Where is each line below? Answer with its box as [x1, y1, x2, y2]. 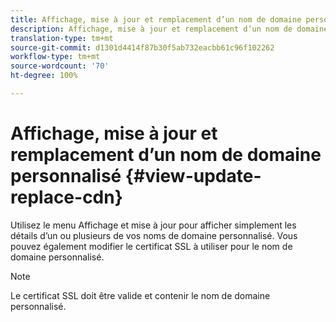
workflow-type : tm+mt [10, 52, 101, 62]
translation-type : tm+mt [10, 33, 114, 43]
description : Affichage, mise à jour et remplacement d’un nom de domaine [10, 24, 329, 34]
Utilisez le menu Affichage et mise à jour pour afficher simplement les [10, 219, 297, 231]
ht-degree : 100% [10, 71, 78, 81]
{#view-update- [124, 165, 262, 188]
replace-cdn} [10, 186, 123, 209]
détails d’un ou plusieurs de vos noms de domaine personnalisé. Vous [10, 229, 298, 241]
